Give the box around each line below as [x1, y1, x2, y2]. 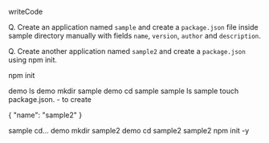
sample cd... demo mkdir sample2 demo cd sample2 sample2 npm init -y [8, 126, 250, 135]
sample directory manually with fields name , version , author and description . [8, 31, 261, 40]
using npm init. [8, 55, 58, 64]
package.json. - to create [8, 95, 92, 104]
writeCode [8, 7, 43, 16]
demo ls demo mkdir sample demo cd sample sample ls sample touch [8, 86, 239, 96]
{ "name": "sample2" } [8, 110, 83, 120]
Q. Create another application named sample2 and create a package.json [8, 47, 247, 55]
